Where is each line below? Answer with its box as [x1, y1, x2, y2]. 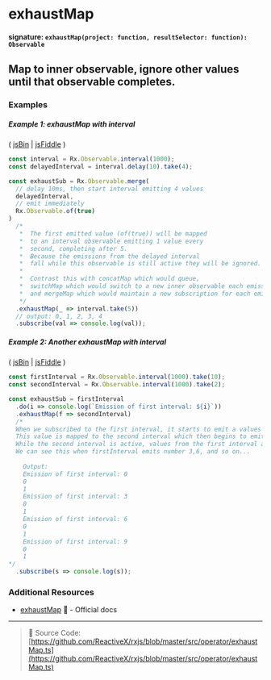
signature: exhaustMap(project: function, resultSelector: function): [8, 31, 248, 41]
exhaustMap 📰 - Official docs [19, 605, 118, 615]
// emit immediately [15, 199, 85, 208]
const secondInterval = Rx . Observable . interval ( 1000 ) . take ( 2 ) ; [8, 381, 226, 389]
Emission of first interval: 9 [23, 537, 128, 545]
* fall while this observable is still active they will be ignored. [19, 260, 262, 268]
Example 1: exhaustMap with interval [8, 119, 135, 129]
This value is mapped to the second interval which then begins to [15, 432, 248, 440]
